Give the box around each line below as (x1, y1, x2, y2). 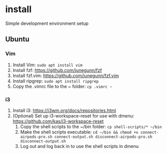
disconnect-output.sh (20, 138, 66, 144)
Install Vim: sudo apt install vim (12, 62, 83, 68)
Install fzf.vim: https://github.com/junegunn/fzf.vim (12, 72, 119, 79)
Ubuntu (5, 35, 29, 44)
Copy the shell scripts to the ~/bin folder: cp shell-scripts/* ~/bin (20, 123, 162, 130)
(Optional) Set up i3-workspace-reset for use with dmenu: (12, 112, 135, 119)
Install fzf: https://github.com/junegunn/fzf (12, 67, 103, 73)
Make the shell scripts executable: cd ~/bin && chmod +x (20, 129, 139, 135)
